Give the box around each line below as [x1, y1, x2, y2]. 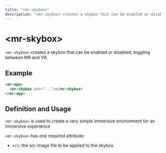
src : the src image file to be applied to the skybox [12, 142, 114, 148]
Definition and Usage [5, 105, 72, 114]
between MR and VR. [5, 55, 48, 61]
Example [5, 69, 33, 77]
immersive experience [5, 123, 50, 129]
